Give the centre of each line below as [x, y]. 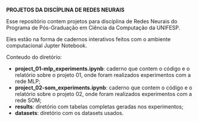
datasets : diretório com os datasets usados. [69, 113]
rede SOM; [28, 100]
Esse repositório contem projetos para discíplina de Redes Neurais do [92, 21]
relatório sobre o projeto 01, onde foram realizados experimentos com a [103, 75]
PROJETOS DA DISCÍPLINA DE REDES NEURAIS [65, 10]
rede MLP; [27, 81]
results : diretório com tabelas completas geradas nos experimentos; [99, 107]
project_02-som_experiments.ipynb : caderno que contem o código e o [103, 88]
